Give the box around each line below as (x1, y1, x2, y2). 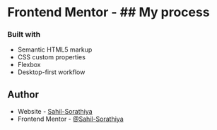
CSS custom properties (17, 53, 86, 61)
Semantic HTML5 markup (17, 45, 93, 54)
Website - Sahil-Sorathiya (17, 107, 93, 116)
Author (7, 88, 39, 100)
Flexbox (17, 61, 41, 69)
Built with (7, 30, 41, 40)
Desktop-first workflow (17, 68, 86, 76)
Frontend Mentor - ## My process (7, 4, 210, 20)
